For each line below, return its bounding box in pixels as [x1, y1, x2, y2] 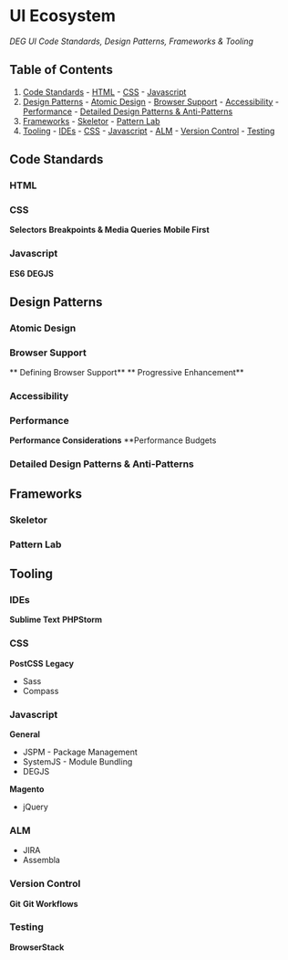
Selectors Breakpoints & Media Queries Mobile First [9, 225, 210, 236]
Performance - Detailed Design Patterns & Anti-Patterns [22, 106, 233, 117]
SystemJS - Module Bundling [22, 755, 133, 767]
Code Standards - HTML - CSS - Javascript [22, 86, 187, 97]
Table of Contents [9, 62, 114, 78]
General [9, 728, 41, 740]
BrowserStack [9, 942, 65, 953]
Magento [9, 783, 45, 795]
